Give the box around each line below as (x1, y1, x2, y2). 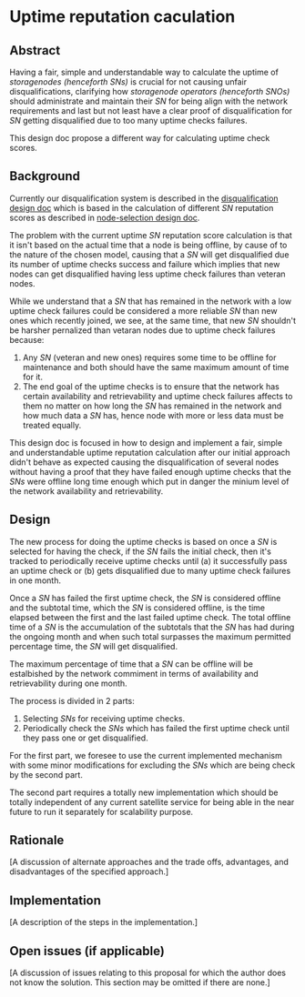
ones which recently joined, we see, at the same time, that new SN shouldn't (9, 315, 297, 326)
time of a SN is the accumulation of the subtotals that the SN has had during (9, 621, 295, 632)
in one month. (9, 575, 62, 586)
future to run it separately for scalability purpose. (9, 806, 194, 817)
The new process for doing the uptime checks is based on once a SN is (9, 536, 278, 547)
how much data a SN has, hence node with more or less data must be (22, 409, 284, 420)
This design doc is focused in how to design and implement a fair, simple (9, 437, 283, 448)
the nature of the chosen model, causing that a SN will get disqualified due (9, 248, 290, 260)
